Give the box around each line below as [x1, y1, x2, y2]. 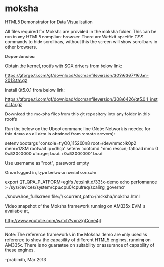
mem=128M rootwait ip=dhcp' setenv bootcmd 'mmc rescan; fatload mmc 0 [5, 145, 159, 151]
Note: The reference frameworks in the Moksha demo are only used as [5, 231, 147, 237]
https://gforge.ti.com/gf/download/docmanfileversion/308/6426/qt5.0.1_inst [5, 96, 158, 102]
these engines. [5, 247, 35, 253]
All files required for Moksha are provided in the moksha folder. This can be [5, 28, 157, 34]
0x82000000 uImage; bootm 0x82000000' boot [5, 151, 102, 156]
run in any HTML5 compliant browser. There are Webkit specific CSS [5, 34, 143, 39]
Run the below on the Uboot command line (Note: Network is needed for [5, 125, 151, 132]
